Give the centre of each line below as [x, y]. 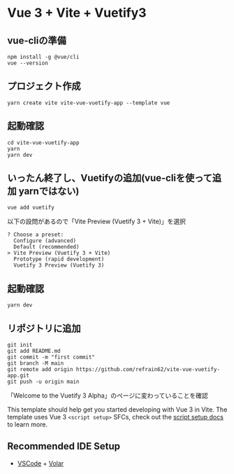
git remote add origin [40, 370]
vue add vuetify [31, 208]
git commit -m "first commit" [51, 357]
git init [20, 345]
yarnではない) [49, 191]
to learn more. [27, 424]
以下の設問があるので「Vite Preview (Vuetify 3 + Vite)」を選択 [97, 221]
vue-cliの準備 [37, 40]
